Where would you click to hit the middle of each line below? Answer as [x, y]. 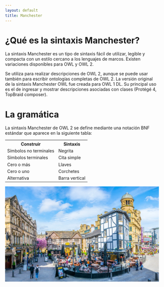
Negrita [66, 151]
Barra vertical [72, 178]
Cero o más [19, 165]
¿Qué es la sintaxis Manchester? [72, 40]
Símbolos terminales [28, 158]
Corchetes [69, 171]
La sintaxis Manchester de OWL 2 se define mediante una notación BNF [77, 128]
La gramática [32, 114]
